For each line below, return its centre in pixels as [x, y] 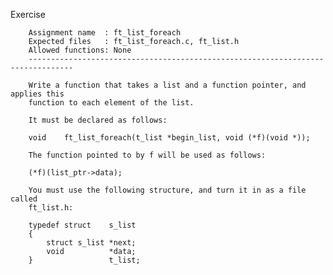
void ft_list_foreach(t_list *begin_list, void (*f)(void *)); [169, 138]
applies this [37, 94]
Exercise [28, 14]
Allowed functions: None [80, 50]
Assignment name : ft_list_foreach [105, 33]
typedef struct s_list [82, 225]
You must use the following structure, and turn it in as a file [167, 190]
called [24, 199]
